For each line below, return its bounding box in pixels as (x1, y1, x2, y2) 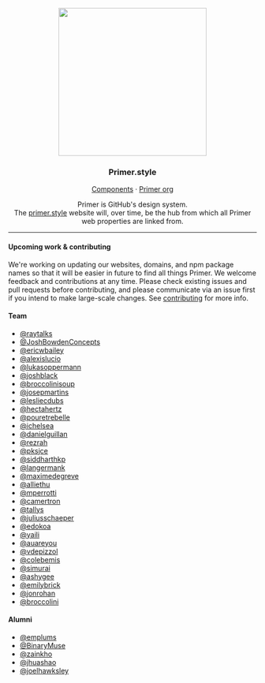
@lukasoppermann (19, 362, 81, 371)
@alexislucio (19, 353, 62, 363)
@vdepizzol (19, 547, 58, 556)
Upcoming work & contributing (8, 241, 111, 252)
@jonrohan (19, 588, 56, 598)
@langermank (19, 462, 65, 472)
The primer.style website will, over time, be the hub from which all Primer (13, 208, 252, 218)
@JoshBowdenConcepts (19, 337, 101, 346)
